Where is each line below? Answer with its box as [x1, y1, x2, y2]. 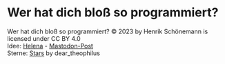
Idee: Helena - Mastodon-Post [7, 42, 93, 50]
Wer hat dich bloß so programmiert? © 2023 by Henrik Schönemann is [7, 27, 208, 35]
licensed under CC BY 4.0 [7, 34, 81, 42]
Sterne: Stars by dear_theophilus [7, 49, 100, 57]
